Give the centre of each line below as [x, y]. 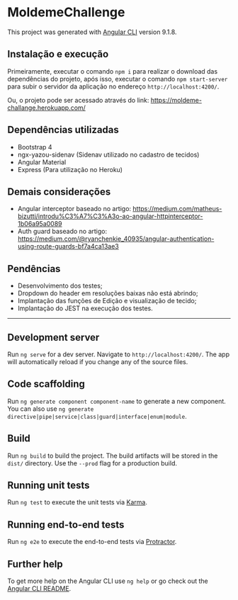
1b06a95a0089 [40, 224]
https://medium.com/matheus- [177, 209]
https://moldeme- [176, 100]
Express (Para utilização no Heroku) [70, 169]
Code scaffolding [46, 384]
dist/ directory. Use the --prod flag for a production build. [92, 463]
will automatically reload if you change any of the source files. [98, 362]
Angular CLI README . [39, 589]
